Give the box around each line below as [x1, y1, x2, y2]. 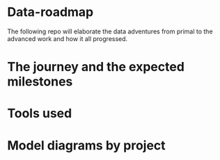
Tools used [7, 106, 72, 122]
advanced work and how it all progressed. [7, 34, 128, 42]
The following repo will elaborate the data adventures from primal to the [7, 27, 214, 35]
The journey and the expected [7, 59, 184, 75]
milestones [7, 74, 73, 90]
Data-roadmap [7, 4, 94, 20]
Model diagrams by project [7, 137, 166, 153]
